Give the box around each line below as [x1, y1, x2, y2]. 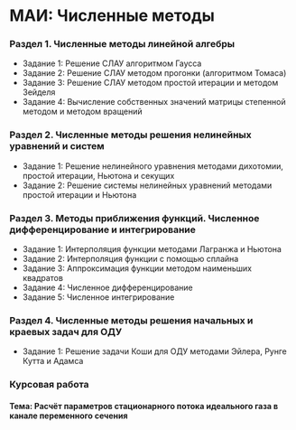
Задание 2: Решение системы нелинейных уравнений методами [22, 180, 273, 191]
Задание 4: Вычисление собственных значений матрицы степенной [22, 97, 286, 107]
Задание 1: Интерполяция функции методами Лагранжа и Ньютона [22, 244, 282, 255]
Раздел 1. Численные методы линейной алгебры [9, 38, 236, 51]
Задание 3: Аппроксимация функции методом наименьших [22, 263, 253, 274]
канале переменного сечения [9, 410, 128, 421]
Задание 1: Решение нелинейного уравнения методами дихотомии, [22, 160, 284, 172]
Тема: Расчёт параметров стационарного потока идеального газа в [9, 400, 278, 411]
